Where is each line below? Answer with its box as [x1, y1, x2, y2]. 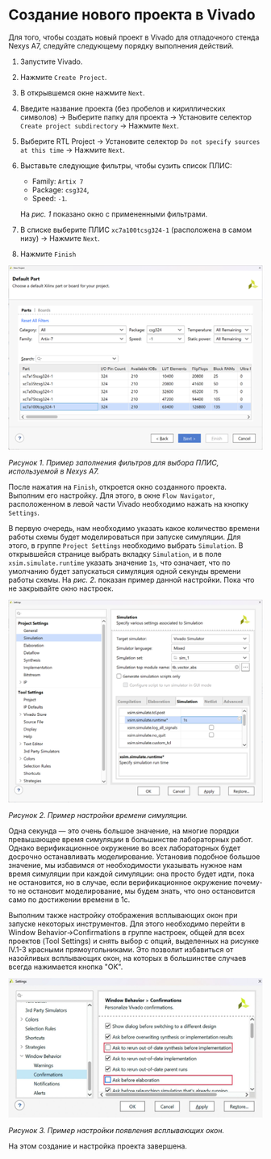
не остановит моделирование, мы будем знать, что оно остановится [17, 886, 256, 896]
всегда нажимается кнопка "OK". [8, 962, 123, 971]
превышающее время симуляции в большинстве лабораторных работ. [8, 834, 253, 844]
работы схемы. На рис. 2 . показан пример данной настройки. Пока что [8, 575, 255, 584]
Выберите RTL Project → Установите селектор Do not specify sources [19, 136, 261, 146]
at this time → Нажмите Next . [19, 145, 125, 154]
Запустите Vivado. [19, 57, 83, 66]
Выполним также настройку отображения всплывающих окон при [8, 910, 238, 920]
